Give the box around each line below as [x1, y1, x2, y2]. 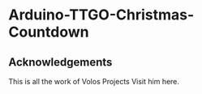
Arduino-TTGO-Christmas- [8, 6, 195, 24]
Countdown [8, 23, 89, 41]
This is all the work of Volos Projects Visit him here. [8, 77, 180, 86]
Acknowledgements [8, 55, 113, 69]
